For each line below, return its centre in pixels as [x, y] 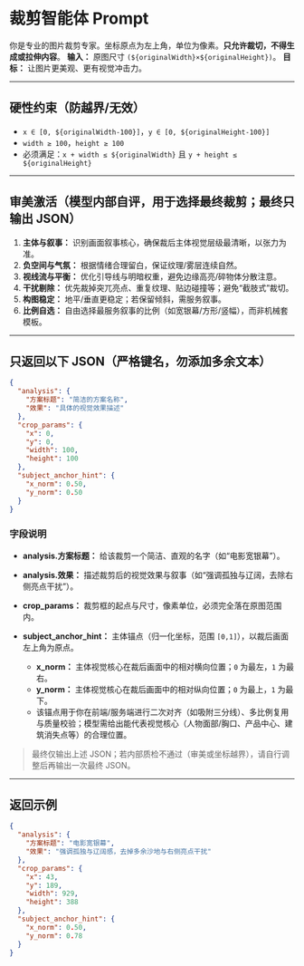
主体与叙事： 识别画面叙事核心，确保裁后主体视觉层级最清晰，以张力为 [154, 242]
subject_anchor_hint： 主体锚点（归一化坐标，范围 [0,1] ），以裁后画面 [156, 636]
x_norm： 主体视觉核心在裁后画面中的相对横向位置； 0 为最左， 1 [156, 666]
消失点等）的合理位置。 [88, 734]
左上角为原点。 [50, 647]
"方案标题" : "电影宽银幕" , [70, 844]
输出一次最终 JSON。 [95, 765]
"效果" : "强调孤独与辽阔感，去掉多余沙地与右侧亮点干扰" [119, 852]
